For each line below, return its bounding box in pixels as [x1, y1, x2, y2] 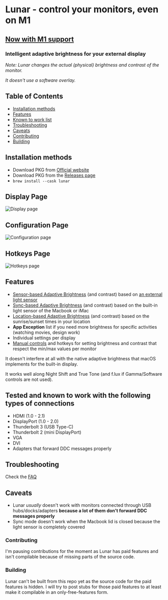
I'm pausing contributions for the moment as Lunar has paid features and [5, 548, 159, 554]
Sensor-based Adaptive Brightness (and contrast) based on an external [12, 291, 163, 297]
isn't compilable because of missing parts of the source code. [5, 554, 135, 560]
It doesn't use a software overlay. [5, 77, 76, 83]
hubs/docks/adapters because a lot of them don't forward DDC [12, 508, 148, 514]
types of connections [5, 399, 75, 408]
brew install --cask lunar [12, 178, 70, 184]
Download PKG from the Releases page [12, 172, 96, 178]
